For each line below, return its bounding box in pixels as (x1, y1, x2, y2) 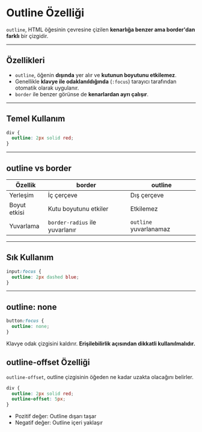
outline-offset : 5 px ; (11, 396, 66, 403)
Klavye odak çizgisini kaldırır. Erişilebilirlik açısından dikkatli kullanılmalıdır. (6, 340, 195, 347)
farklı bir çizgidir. (6, 32, 49, 39)
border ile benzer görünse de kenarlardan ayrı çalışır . (14, 90, 149, 97)
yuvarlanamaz (130, 225, 171, 233)
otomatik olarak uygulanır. (14, 84, 79, 91)
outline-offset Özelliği (6, 357, 90, 368)
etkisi (9, 208, 25, 217)
